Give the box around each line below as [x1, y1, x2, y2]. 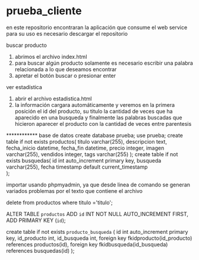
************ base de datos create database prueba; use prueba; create [6, 132, 183, 139]
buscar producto [6, 42, 48, 49]
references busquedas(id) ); [6, 247, 75, 254]
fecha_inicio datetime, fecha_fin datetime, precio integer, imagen [6, 144, 165, 151]
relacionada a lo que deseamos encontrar [14, 65, 117, 72]
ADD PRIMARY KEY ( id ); [6, 217, 66, 224]
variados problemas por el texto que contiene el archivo [6, 187, 143, 194]
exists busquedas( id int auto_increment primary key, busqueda [6, 157, 162, 164]
